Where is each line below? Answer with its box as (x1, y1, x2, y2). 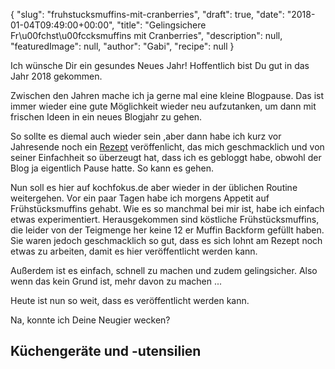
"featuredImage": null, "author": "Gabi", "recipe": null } (10, 40, 235, 52)
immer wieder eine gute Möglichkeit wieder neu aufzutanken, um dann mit (10, 100, 317, 112)
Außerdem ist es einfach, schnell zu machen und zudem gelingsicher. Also (10, 265, 318, 276)
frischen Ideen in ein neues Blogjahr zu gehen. (10, 111, 203, 123)
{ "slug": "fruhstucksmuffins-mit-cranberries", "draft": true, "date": (10, 9, 285, 20)
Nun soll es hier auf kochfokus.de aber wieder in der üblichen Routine (10, 182, 298, 193)
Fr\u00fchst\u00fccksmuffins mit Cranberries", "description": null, (10, 30, 283, 41)
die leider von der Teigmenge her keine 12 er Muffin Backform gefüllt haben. (10, 224, 325, 236)
